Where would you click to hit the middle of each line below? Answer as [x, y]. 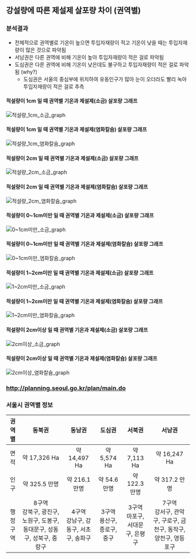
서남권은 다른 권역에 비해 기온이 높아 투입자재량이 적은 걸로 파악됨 [89, 57]
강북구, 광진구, [41, 512]
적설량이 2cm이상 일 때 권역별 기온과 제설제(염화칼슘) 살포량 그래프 [82, 358]
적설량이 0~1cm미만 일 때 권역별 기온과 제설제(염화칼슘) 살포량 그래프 [85, 244]
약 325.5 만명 [41, 483]
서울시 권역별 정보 [30, 404]
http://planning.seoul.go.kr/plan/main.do [66, 388]
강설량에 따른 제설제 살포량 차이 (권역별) [73, 11]
